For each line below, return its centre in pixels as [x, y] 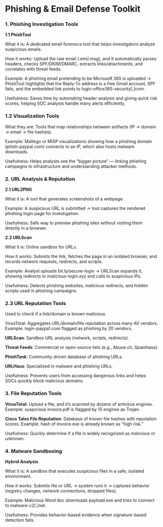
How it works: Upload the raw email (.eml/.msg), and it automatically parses [81, 59]
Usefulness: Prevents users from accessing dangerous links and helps [75, 376]
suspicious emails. [24, 49]
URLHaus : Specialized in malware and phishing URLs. [59, 366]
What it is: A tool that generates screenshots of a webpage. [64, 199]
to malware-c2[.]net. [26, 505]
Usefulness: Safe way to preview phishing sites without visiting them [74, 223]
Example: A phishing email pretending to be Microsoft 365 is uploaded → [78, 78]
